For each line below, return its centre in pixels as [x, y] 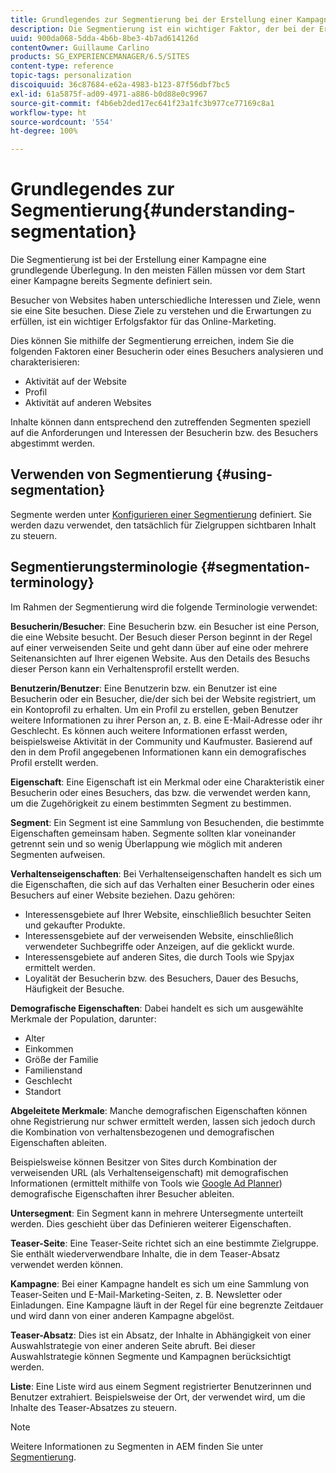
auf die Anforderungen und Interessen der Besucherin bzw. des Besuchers [164, 433]
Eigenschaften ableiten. [59, 1142]
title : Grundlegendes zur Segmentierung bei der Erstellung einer [151, 19]
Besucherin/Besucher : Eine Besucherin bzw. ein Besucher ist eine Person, [165, 626]
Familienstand [53, 1070]
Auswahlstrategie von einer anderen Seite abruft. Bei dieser [133, 1345]
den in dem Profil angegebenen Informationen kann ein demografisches [158, 752]
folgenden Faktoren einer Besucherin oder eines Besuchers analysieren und [167, 352]
